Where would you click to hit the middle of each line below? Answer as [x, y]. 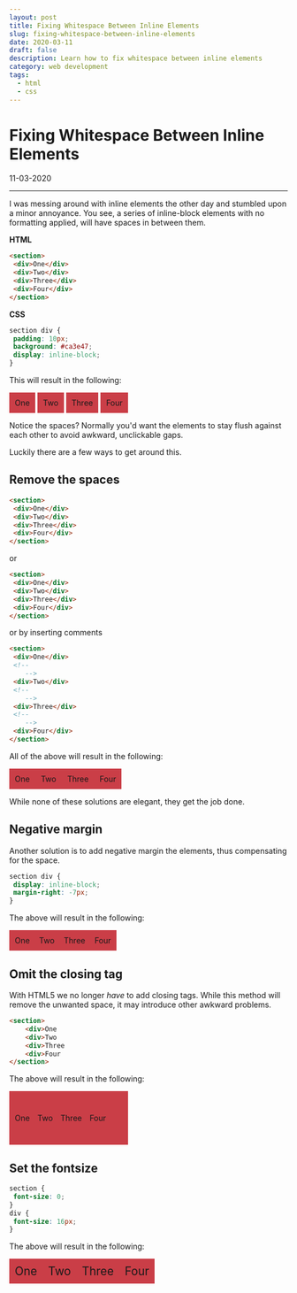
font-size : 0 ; [39, 1197]
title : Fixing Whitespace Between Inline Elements [104, 26]
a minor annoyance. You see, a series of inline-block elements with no [137, 213]
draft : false [33, 50]
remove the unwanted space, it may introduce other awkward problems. [141, 1004]
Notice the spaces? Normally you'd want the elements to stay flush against [145, 426]
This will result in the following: [65, 381]
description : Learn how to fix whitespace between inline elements [136, 58]
